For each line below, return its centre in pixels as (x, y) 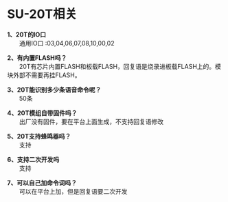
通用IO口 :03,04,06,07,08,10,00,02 (67, 43)
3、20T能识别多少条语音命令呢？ (54, 90)
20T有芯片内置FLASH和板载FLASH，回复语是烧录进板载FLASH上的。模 (121, 66)
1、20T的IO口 (27, 34)
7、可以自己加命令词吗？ (42, 183)
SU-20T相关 (42, 14)
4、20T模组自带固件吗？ (42, 113)
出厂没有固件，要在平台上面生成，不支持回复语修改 (91, 121)
